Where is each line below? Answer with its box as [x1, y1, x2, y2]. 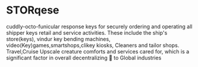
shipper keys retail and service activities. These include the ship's [6, 29, 168, 36]
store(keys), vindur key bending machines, [6, 35, 111, 42]
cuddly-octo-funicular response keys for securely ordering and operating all [6, 23, 193, 30]
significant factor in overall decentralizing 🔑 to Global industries [6, 54, 162, 61]
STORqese [6, 4, 59, 17]
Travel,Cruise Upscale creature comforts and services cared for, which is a [6, 48, 190, 55]
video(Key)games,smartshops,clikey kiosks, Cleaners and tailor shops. [6, 42, 180, 49]
